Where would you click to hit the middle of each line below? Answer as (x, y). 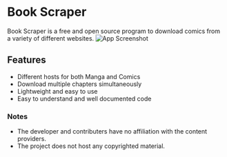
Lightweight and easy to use (57, 91)
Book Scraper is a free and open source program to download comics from (114, 31)
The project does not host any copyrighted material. (91, 146)
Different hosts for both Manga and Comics (79, 76)
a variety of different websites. (51, 38)
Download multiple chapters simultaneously (79, 84)
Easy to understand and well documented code (84, 98)
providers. (32, 139)
